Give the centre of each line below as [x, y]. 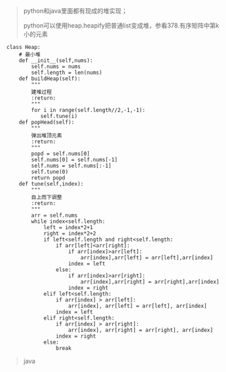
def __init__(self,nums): [56, 61]
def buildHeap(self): [50, 79]
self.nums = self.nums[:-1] [71, 166]
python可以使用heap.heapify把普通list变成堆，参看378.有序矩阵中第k [121, 26]
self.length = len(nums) [67, 72]
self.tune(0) [50, 172]
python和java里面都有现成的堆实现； [75, 11]
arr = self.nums [54, 215]
